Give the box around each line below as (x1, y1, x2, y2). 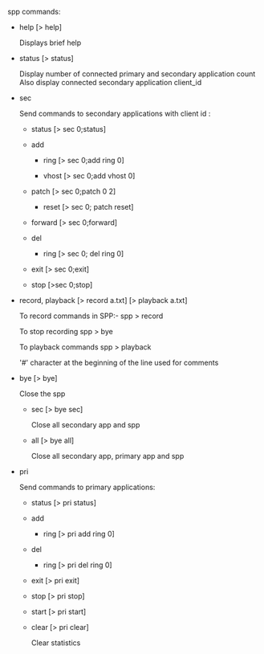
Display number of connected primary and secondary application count (18, 69, 256, 79)
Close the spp (18, 389, 66, 399)
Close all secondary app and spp (30, 420, 140, 429)
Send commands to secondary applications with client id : (18, 108, 211, 118)
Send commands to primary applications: (18, 482, 156, 492)
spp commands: (7, 7, 61, 16)
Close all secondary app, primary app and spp (30, 452, 185, 460)
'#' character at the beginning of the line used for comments (18, 358, 219, 367)
